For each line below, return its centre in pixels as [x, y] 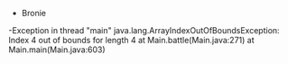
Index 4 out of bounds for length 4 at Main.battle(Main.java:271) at [131, 40]
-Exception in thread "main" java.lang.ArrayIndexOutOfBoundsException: [144, 30]
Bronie [34, 13]
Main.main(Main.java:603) [57, 50]
